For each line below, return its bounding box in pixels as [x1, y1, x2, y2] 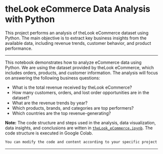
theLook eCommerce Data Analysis [5, 3, 150, 15]
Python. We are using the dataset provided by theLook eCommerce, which [5, 64, 154, 70]
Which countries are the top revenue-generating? [12, 110, 111, 116]
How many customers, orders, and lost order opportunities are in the [12, 89, 149, 96]
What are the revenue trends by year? [12, 100, 88, 106]
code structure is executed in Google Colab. [5, 130, 93, 136]
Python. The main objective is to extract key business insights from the [5, 35, 147, 41]
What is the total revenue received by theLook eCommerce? [12, 84, 132, 90]
